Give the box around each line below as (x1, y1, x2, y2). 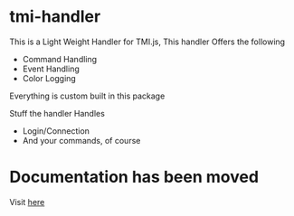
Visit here (9, 196, 45, 207)
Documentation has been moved (9, 167, 260, 187)
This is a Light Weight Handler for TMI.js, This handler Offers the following (9, 36, 286, 47)
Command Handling (22, 53, 98, 64)
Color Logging (22, 72, 77, 83)
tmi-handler (9, 6, 101, 27)
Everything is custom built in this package (9, 90, 166, 101)
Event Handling (22, 63, 80, 74)
